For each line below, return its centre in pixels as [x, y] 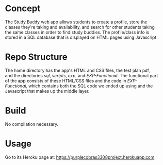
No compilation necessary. [32, 124]
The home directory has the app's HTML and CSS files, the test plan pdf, [78, 70]
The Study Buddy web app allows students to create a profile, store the [76, 22]
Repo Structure [36, 57]
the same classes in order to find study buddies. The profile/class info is [77, 32]
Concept [23, 8]
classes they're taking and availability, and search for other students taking [80, 27]
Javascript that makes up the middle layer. [47, 91]
